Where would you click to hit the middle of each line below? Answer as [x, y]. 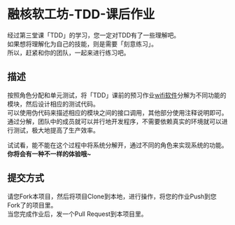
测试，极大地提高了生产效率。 [56, 130]
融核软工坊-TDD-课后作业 [81, 14]
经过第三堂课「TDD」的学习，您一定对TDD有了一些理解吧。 [94, 35]
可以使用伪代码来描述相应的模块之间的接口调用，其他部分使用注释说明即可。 [117, 112]
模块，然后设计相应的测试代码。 [53, 104]
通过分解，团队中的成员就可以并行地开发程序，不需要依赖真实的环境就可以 [114, 121]
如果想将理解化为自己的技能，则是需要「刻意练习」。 [82, 43]
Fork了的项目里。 [32, 205]
